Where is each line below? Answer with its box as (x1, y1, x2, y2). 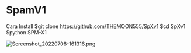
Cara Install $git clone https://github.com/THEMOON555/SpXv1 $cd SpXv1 (6, 23, 186, 30)
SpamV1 (6, 3, 47, 17)
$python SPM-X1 (6, 29, 47, 36)
